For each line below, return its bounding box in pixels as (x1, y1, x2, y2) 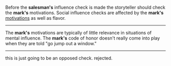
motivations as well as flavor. (5, 15, 66, 21)
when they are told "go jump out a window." (5, 41, 97, 46)
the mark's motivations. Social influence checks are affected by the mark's (5, 10, 164, 16)
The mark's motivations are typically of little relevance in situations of (5, 30, 152, 36)
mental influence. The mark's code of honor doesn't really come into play (5, 35, 160, 41)
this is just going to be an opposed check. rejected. (5, 55, 113, 61)
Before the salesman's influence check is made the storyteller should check (5, 5, 165, 10)
